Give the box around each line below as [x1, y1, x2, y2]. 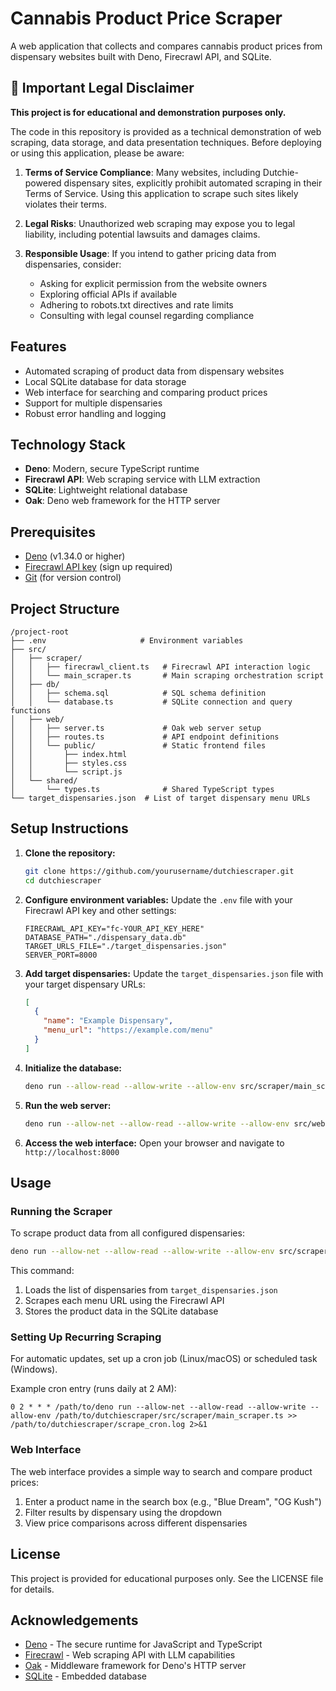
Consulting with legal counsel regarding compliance [39, 309, 255, 321]
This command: [10, 1265, 75, 1277]
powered [24, 177, 62, 189]
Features [10, 338, 67, 356]
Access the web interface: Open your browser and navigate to [24, 1137, 285, 1149]
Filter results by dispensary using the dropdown [24, 1506, 222, 1518]
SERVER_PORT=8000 [24, 950, 98, 960]
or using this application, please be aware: [10, 147, 185, 159]
